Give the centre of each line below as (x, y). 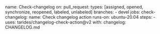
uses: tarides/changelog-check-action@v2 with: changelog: (66, 22)
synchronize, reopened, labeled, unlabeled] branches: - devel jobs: (73, 12)
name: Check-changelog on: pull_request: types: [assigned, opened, (74, 7)
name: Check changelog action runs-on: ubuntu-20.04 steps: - (92, 17)
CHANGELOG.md (23, 27)
